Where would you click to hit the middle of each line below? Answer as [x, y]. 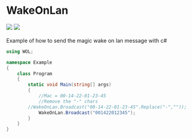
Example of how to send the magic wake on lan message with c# [87, 40]
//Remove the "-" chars [68, 101]
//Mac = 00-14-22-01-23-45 [72, 96]
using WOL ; [20, 52]
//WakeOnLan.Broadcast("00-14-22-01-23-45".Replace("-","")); [107, 107]
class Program [35, 73]
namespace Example [29, 62]
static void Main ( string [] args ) [70, 85]
